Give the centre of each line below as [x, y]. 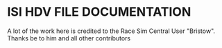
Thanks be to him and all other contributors [69, 38]
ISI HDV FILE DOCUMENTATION [99, 12]
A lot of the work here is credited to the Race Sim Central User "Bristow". [111, 31]
